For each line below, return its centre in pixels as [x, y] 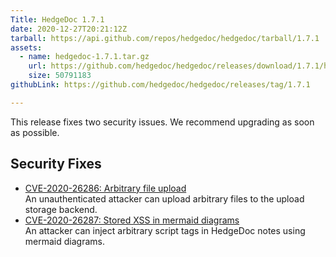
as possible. [35, 132]
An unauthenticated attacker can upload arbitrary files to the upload [164, 198]
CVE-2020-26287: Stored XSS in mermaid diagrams [132, 220]
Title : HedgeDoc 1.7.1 [57, 19]
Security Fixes [56, 164]
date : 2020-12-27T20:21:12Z [69, 29]
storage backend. [61, 209]
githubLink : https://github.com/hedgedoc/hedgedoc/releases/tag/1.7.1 [160, 85]
